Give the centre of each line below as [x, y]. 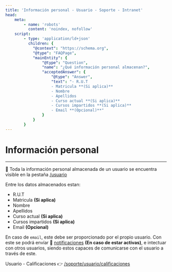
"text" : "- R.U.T [69, 82]
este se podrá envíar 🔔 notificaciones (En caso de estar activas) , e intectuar [86, 242]
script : [23, 34]
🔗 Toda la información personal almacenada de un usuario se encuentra [81, 169]
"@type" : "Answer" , [72, 77]
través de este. [21, 253]
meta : [20, 20]
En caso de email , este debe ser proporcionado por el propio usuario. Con [83, 237]
